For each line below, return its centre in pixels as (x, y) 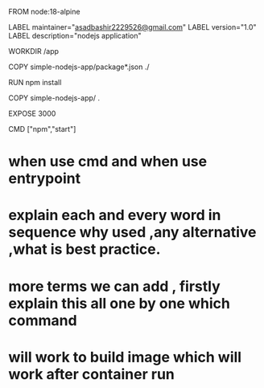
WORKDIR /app (33, 51)
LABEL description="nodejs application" (75, 36)
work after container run (92, 374)
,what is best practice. (85, 249)
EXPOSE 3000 (32, 113)
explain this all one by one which (120, 303)
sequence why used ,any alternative (132, 233)
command (43, 320)
